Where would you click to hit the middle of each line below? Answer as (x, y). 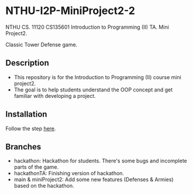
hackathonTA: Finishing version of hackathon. (69, 173)
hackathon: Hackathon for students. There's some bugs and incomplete (101, 161)
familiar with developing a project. (55, 96)
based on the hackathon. (44, 186)
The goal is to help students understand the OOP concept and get (93, 90)
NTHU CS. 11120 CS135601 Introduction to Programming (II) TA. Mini (87, 27)
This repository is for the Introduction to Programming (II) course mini (98, 77)
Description (27, 63)
